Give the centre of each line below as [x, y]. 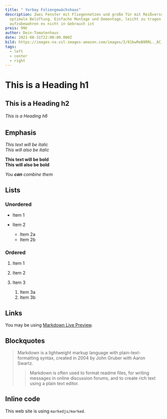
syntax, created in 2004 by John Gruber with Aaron [92, 358]
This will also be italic [27, 150]
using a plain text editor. [54, 384]
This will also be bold [27, 165]
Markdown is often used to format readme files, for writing [89, 373]
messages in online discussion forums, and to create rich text [92, 378]
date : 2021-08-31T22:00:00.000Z [39, 38]
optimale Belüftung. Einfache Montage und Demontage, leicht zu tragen [85, 19]
